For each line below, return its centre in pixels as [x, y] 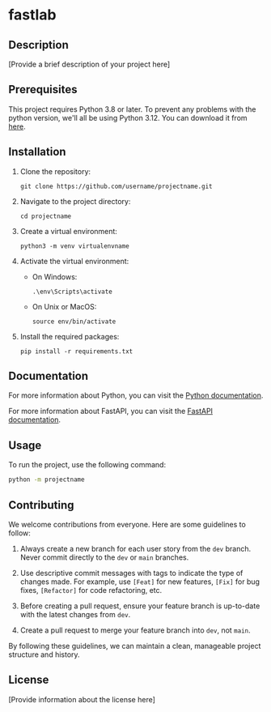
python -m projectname [47, 480]
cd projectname [46, 216]
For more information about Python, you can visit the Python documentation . [136, 395]
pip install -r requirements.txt [76, 351]
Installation [37, 152]
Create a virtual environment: [68, 231]
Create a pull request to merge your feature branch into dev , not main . [135, 630]
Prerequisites [43, 90]
